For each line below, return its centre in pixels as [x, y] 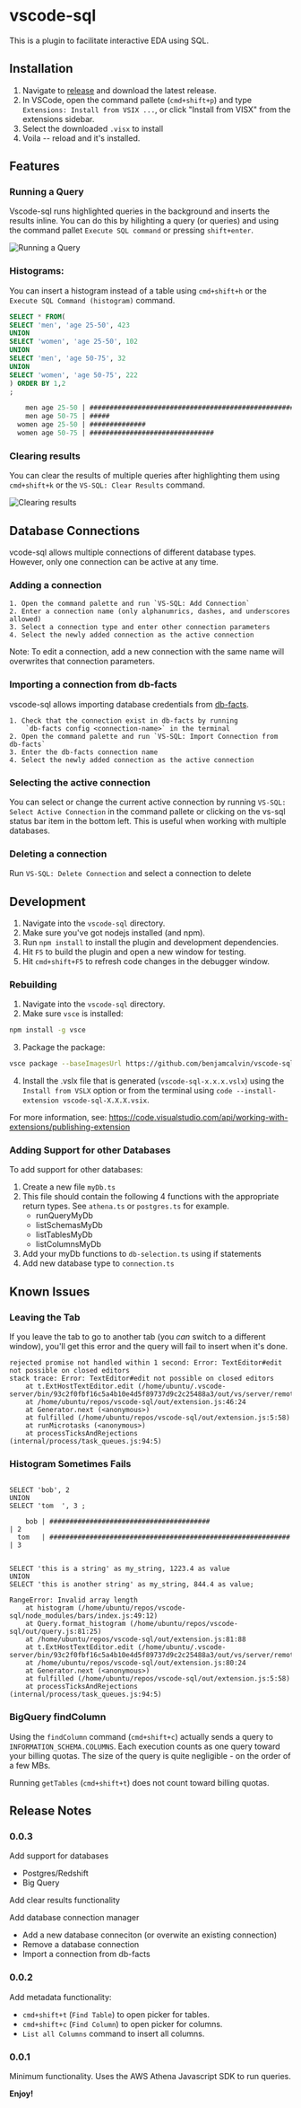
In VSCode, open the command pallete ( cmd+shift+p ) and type [137, 100]
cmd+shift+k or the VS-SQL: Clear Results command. [107, 485]
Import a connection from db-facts [86, 1954]
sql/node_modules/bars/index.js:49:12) [84, 1616]
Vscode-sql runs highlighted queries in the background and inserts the [140, 211]
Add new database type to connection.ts [98, 1263]
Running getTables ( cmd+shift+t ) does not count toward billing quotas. [139, 1782]
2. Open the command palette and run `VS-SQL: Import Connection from [144, 736]
